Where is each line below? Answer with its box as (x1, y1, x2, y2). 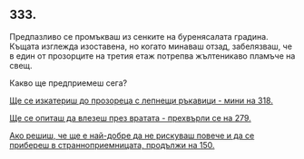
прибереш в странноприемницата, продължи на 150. (9, 139, 215, 150)
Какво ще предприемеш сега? (9, 77, 128, 89)
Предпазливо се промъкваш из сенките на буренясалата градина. (9, 31, 270, 42)
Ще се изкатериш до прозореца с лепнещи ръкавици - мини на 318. (9, 95, 274, 106)
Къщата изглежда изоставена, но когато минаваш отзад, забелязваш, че (9, 41, 293, 51)
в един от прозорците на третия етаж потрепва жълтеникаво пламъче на (9, 50, 296, 61)
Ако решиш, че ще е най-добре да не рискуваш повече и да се (9, 130, 255, 141)
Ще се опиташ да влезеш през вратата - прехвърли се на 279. (9, 112, 251, 123)
